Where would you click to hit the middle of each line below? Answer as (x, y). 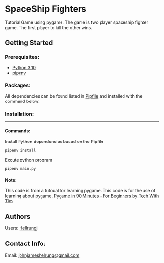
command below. (22, 101)
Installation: (20, 114)
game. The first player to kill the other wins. (49, 27)
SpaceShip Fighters (46, 9)
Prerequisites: (22, 57)
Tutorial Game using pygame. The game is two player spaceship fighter (77, 22)
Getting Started (29, 43)
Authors (18, 216)
